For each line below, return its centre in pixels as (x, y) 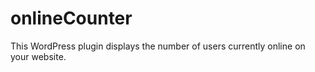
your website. (38, 56)
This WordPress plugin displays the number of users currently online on (158, 46)
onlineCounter (71, 18)
